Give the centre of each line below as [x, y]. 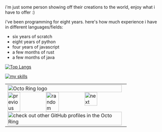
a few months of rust [33, 52]
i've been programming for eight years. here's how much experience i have [81, 22]
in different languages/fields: [34, 27]
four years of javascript [36, 47]
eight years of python [34, 42]
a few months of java [33, 57]
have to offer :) [20, 12]
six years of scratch [32, 37]
